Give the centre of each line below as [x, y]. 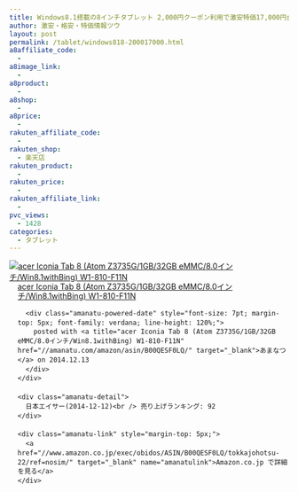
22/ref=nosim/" [45, 462]
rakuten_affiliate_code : [55, 133]
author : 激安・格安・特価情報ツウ [65, 26]
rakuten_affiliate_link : [55, 199]
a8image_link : [35, 67]
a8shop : [24, 100]
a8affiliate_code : [43, 51]
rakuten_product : [41, 166]
